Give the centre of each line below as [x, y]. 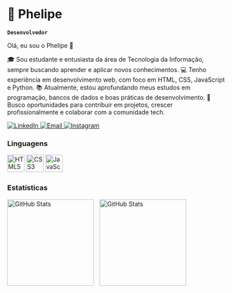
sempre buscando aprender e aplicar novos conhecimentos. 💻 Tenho [107, 69]
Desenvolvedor [28, 33]
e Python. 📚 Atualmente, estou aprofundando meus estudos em [99, 87]
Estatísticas [28, 188]
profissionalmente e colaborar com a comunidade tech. [86, 112]
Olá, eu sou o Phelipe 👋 [41, 45]
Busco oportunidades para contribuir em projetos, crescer [90, 105]
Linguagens [28, 143]
